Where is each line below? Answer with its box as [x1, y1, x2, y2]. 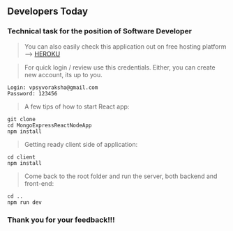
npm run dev [7, 198, 42, 206]
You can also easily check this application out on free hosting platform [24, 42, 227, 51]
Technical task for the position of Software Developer [7, 26, 192, 36]
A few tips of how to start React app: [24, 102, 130, 111]
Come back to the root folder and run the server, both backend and [24, 172, 218, 180]
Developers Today [7, 6, 89, 17]
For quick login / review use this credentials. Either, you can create [24, 63, 216, 72]
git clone [7, 115, 36, 122]
